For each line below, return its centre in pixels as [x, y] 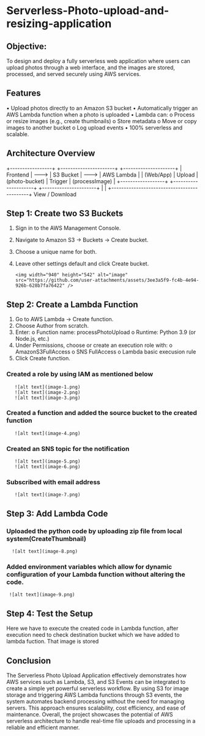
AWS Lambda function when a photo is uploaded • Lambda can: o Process [101, 115]
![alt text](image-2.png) [47, 392]
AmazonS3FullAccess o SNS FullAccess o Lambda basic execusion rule [106, 352]
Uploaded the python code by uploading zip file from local [94, 531]
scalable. [18, 134]
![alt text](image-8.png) [45, 552]
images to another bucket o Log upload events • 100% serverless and [95, 127]
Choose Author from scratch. [52, 326]
